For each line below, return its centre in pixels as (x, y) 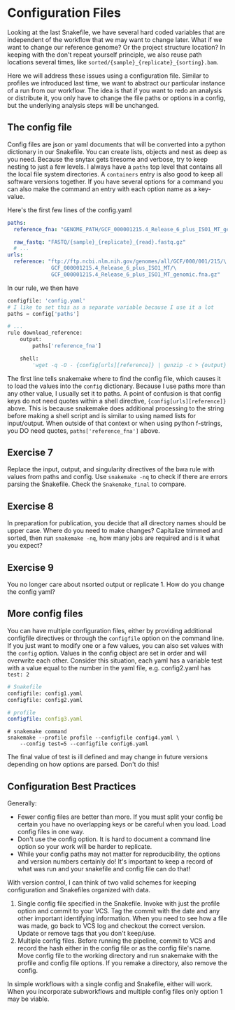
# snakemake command (37, 732)
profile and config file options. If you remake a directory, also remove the (122, 963)
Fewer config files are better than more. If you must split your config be (120, 817)
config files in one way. (51, 832)
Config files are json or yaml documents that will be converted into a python (116, 144)
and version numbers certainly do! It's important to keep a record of (115, 862)
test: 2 (19, 675)
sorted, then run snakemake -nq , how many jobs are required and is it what (114, 538)
